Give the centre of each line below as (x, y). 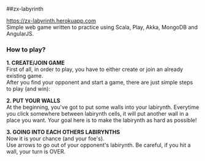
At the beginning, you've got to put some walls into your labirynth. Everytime (103, 107)
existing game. (25, 76)
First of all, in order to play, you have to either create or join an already (95, 69)
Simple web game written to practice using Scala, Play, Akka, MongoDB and (102, 27)
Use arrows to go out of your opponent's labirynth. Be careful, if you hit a (99, 145)
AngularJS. (20, 34)
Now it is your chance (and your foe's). (55, 139)
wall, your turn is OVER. (36, 152)
